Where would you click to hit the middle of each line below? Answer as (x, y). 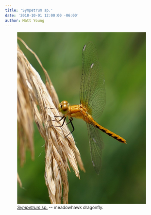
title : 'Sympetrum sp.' (29, 10)
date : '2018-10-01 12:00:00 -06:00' (42, 15)
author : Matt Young (25, 20)
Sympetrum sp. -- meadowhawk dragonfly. (60, 207)
